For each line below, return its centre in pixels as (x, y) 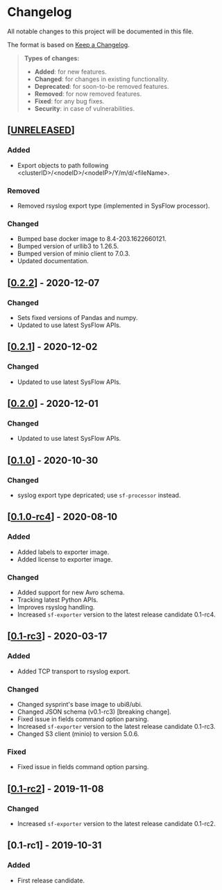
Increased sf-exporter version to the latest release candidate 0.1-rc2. (117, 823)
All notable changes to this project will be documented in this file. (101, 31)
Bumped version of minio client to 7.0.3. (74, 253)
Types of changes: (52, 58)
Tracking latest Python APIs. (58, 599)
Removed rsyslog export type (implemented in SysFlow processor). (113, 205)
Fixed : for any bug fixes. (69, 101)
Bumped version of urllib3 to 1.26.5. (68, 246)
